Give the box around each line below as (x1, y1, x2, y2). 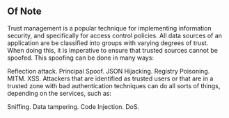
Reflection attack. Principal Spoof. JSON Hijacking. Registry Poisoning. (7, 67, 210, 75)
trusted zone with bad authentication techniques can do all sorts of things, (7, 81, 221, 90)
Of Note (7, 6, 42, 17)
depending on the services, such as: (7, 89, 112, 97)
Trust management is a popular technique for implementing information (7, 24, 212, 32)
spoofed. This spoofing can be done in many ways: (7, 53, 155, 62)
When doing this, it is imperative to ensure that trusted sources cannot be (7, 46, 218, 54)
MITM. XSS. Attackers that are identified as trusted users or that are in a (7, 74, 214, 83)
